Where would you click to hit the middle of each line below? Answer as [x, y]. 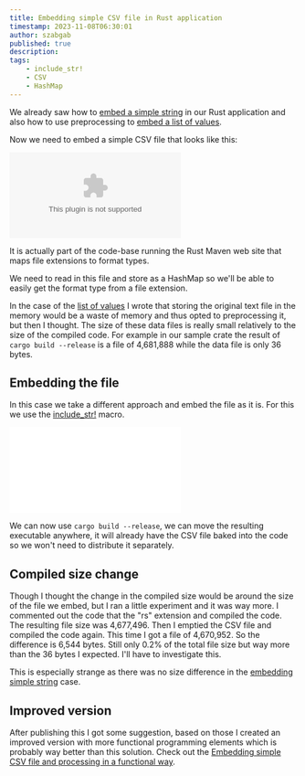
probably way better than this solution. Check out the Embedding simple [145, 752]
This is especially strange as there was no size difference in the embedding [152, 672]
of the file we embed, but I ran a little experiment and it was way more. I [144, 606]
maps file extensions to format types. [79, 260]
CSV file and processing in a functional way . [93, 762]
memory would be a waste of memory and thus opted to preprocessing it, [148, 315]
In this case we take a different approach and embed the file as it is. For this [152, 405]
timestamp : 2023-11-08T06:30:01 [71, 27]
